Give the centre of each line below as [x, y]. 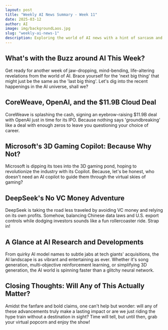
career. [13, 130]
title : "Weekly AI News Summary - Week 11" [51, 15]
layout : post [19, 10]
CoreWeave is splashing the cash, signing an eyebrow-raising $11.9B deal [81, 114]
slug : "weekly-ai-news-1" [32, 33]
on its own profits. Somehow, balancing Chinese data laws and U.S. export [82, 216]
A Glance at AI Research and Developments [74, 242]
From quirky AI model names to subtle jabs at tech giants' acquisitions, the [82, 254]
